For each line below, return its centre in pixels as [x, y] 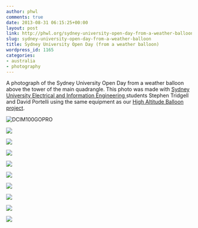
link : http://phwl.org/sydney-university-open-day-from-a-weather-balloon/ [101, 34]
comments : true [25, 17]
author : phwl [22, 11]
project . [16, 108]
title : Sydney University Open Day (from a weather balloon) [83, 45]
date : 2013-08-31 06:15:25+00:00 [47, 22]
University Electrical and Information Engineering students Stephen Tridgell [98, 95]
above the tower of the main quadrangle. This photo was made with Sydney [98, 90]
